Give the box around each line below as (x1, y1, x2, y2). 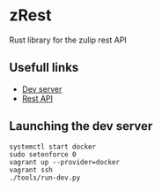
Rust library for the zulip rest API (9, 34, 128, 45)
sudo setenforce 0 (9, 149, 77, 159)
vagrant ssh (9, 165, 53, 174)
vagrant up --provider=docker (9, 157, 121, 166)
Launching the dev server (9, 118, 153, 134)
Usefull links (9, 60, 79, 75)
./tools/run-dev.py (9, 173, 81, 182)
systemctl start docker (9, 142, 97, 151)
